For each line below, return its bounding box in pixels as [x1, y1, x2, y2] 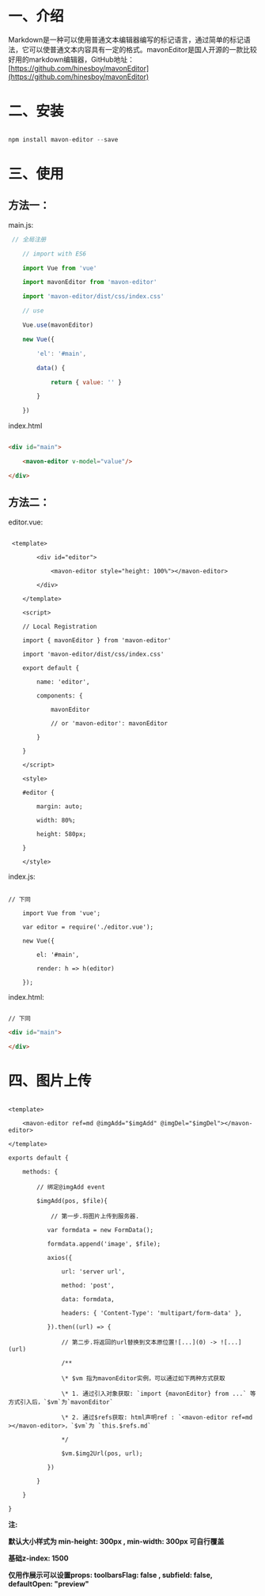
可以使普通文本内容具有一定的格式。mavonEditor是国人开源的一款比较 [28, 44, 257, 54]
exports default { [8, 1154, 69, 1163]
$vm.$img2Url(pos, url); [61, 1450, 144, 1458]
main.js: [8, 220, 34, 229]
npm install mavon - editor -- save [8, 135, 119, 143]
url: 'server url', [61, 1268, 126, 1276]
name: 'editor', [36, 678, 90, 686]
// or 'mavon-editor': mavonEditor [50, 719, 168, 728]
